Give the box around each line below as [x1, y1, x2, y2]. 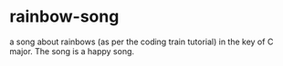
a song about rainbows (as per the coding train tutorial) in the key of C [9, 36, 274, 47]
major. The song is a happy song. [9, 45, 135, 56]
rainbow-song [9, 6, 120, 27]
